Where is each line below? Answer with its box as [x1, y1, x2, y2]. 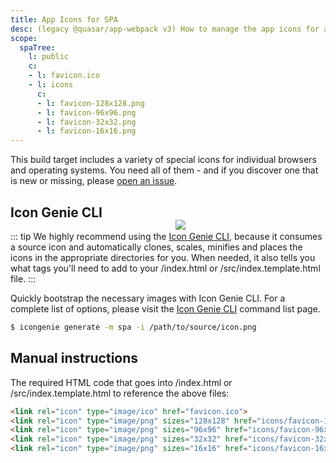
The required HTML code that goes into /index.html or [10, 376, 233, 388]
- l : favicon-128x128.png [36, 98, 145, 108]
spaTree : [19, 42, 56, 53]
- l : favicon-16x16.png [36, 126, 137, 136]
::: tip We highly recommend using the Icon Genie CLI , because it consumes [10, 230, 323, 242]
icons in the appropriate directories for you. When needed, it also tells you [10, 251, 316, 263]
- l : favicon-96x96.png [36, 107, 137, 118]
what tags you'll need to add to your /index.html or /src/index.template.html [10, 262, 321, 274]
